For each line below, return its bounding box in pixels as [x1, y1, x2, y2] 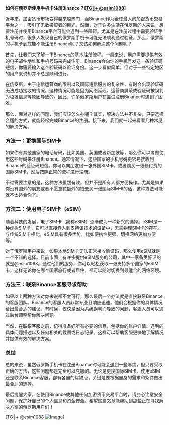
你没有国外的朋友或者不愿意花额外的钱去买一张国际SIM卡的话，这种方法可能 [5, 186, 163, 192]
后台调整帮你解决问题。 [9, 312, 58, 318]
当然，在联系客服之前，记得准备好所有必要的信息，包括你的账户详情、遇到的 [5, 323, 164, 329]
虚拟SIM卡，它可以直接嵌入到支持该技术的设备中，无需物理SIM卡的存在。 [9, 225, 162, 231]
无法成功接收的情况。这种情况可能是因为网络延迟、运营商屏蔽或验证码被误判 [5, 88, 164, 93]
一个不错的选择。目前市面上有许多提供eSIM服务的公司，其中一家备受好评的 [5, 254, 161, 260]
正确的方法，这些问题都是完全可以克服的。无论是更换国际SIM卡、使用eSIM [5, 368, 160, 374]
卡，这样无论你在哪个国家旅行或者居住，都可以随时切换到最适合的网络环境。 [5, 267, 164, 273]
